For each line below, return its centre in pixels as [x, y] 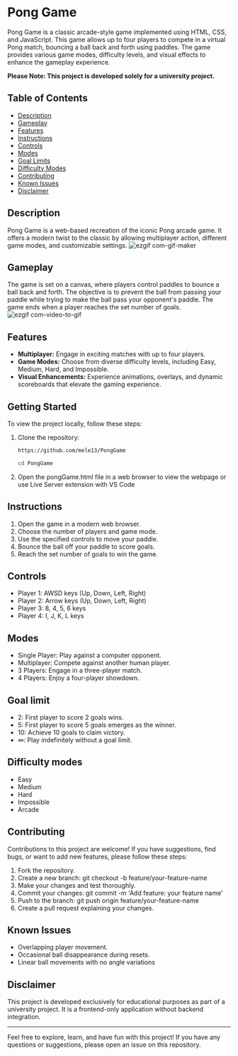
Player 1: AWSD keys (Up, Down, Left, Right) [82, 593]
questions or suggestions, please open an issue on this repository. [104, 1045]
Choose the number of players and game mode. [87, 531]
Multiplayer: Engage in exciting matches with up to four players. [111, 354]
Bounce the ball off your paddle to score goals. [86, 546]
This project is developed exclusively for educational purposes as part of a [116, 1002]
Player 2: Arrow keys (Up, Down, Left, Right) [82, 601]
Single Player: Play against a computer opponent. [89, 655]
